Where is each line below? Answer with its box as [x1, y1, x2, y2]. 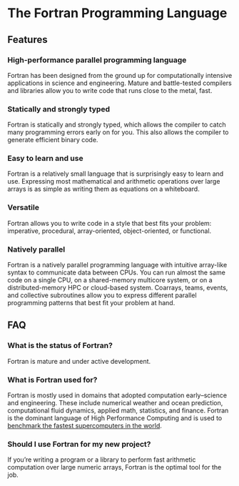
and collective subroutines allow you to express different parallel [7, 291, 198, 299]
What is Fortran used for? [7, 375, 98, 385]
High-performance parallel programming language [7, 55, 187, 65]
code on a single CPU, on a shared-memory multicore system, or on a [7, 276, 213, 284]
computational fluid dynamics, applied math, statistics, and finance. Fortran [7, 406, 229, 415]
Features [7, 34, 48, 46]
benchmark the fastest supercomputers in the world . [7, 422, 163, 430]
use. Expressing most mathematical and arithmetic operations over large [7, 177, 220, 186]
